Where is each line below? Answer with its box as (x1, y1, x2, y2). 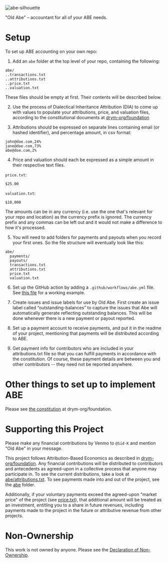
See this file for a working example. (12, 289, 85, 295)
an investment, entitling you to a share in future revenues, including (5, 502, 144, 508)
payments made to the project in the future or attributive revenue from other (5, 507, 162, 513)
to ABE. (12, 335, 28, 341)
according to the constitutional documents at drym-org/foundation (12, 114, 149, 120)
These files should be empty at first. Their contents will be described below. (5, 94, 161, 100)
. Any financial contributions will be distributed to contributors (35, 460, 163, 466)
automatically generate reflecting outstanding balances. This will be (12, 310, 152, 316)
